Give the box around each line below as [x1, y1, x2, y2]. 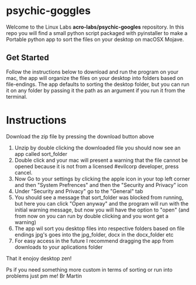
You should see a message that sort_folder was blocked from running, [14, 194, 184, 201]
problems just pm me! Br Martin [6, 272, 82, 279]
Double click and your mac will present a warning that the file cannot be [14, 157, 188, 164]
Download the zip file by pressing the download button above [6, 133, 154, 140]
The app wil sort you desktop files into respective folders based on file [14, 225, 185, 232]
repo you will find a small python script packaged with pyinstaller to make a [6, 29, 188, 36]
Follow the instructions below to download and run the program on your [6, 68, 179, 75]
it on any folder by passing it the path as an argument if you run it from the [6, 86, 185, 94]
